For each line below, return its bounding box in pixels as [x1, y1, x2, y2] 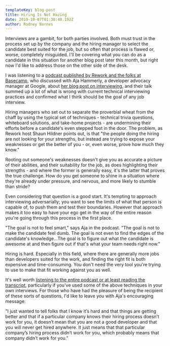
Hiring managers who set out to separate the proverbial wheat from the [5, 109, 154, 115]
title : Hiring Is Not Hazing [5, 12, 67, 17]
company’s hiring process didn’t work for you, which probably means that [5, 330, 159, 336]
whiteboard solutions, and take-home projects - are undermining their [5, 120, 151, 126]
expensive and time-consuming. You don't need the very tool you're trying [5, 262, 161, 268]
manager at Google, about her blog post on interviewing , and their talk [5, 83, 152, 89]
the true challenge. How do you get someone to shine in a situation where [5, 173, 160, 179]
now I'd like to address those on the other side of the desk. [5, 62, 128, 68]
